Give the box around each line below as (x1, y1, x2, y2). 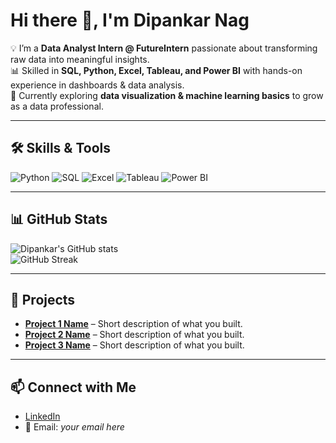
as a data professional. (10, 100, 104, 112)
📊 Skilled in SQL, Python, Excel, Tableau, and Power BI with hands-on (10, 64, 303, 76)
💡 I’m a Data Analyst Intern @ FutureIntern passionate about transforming (10, 42, 318, 54)
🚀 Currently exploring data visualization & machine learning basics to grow (10, 89, 324, 101)
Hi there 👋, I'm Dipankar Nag (10, 9, 250, 32)
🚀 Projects (10, 291, 76, 308)
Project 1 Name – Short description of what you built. (24, 318, 243, 330)
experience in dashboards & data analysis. (10, 79, 185, 91)
